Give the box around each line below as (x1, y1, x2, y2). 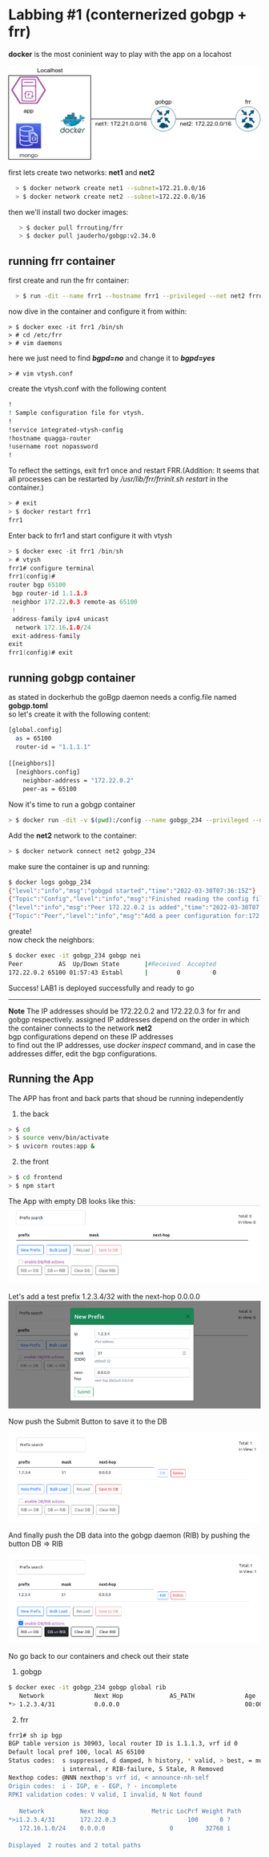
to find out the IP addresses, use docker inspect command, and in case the (8, 1040, 256, 1050)
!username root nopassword (8, 443, 98, 451)
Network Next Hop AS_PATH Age (18, 1692, 256, 1700)
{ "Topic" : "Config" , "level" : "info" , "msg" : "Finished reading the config (8, 895, 249, 904)
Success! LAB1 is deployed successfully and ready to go (8, 983, 195, 993)
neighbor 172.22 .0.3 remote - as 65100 (11, 598, 138, 606)
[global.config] (8, 725, 62, 733)
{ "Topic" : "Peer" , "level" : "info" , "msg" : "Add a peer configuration (8, 912, 231, 920)
